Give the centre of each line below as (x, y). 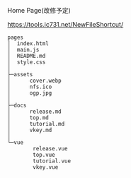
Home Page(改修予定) (39, 10)
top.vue (44, 155)
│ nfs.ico (30, 87)
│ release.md (34, 112)
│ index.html (28, 44)
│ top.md (28, 118)
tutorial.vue (52, 161)
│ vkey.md (30, 130)
